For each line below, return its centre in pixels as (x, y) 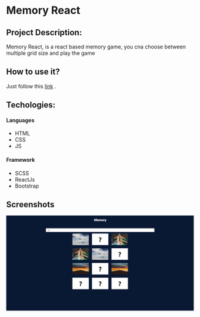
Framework (21, 160)
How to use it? (33, 72)
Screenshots (30, 204)
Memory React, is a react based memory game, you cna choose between (96, 47)
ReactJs (25, 179)
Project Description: (44, 33)
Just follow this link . (31, 86)
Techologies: (31, 105)
